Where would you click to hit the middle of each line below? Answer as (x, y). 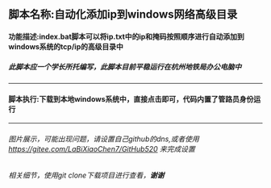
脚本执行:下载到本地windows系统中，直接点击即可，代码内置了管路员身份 (131, 98)
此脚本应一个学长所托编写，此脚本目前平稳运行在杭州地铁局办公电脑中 (125, 66)
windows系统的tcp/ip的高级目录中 (66, 46)
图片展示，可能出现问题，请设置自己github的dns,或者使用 (104, 139)
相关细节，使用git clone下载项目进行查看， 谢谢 (86, 175)
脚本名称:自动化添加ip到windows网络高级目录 (123, 15)
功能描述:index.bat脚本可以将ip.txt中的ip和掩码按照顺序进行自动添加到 (126, 36)
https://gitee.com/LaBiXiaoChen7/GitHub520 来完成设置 (102, 148)
